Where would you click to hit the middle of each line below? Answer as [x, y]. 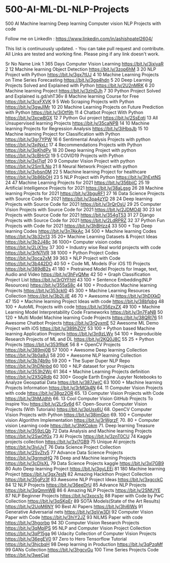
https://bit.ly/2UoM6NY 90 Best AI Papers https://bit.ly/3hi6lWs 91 [74, 506]
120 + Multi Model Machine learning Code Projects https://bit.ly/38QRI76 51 [84, 317]
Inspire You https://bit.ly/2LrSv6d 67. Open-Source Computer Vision [76, 404]
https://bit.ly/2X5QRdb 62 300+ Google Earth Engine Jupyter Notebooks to [84, 377]
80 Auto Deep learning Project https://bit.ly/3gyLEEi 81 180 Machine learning [85, 468]
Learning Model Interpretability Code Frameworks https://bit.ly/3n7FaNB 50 [84, 312]
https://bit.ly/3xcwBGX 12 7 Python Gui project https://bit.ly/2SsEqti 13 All [82, 117]
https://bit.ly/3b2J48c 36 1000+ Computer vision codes [63, 242]
